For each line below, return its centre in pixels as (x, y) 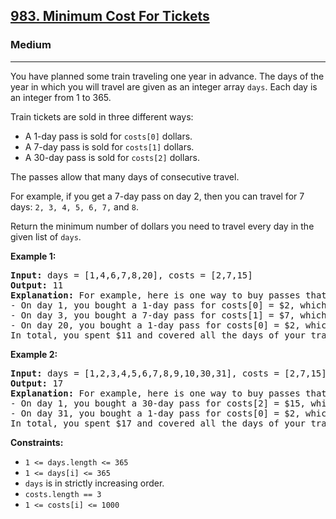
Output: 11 (37, 285)
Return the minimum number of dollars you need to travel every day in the (162, 226)
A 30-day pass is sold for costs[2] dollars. (112, 157)
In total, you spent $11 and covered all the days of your (158, 335)
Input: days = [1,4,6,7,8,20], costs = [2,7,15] (131, 275)
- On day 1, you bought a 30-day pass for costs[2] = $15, (158, 403)
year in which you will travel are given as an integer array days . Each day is (164, 86)
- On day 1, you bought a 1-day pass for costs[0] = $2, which (168, 305)
